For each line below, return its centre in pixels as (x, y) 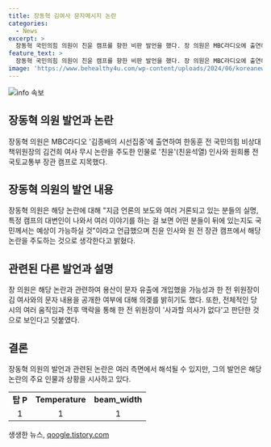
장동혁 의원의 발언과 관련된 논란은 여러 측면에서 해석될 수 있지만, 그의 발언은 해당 (135, 369)
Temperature (60, 399)
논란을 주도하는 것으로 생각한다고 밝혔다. (72, 241)
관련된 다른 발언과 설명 (61, 269)
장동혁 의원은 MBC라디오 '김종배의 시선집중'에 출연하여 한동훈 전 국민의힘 (124, 141)
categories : (28, 23)
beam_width (118, 399)
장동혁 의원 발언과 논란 (61, 121)
